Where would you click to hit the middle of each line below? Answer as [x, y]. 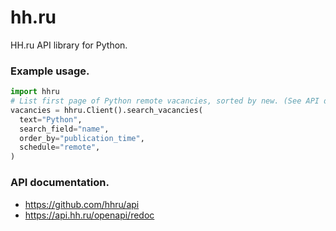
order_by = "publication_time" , [82, 138]
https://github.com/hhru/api [82, 204]
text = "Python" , [51, 119]
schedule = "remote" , [60, 147]
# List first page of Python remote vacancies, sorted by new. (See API [165, 101]
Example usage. [50, 71]
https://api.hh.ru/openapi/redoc [89, 215]
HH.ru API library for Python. [69, 45]
